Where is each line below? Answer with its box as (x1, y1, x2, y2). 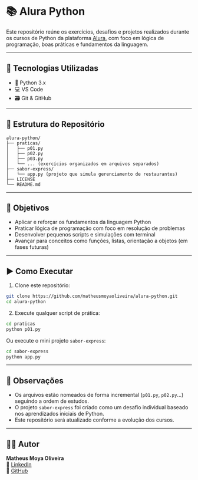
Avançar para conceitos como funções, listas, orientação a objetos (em (14, 237, 188, 245)
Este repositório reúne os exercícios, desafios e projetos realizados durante (6, 28, 190, 35)
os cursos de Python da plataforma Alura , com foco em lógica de (6, 34, 164, 41)
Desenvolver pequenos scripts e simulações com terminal (14, 231, 156, 238)
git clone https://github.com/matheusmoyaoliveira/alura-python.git (6, 293, 178, 300)
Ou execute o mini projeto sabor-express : (6, 337, 106, 344)
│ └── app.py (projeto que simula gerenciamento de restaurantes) (6, 171, 178, 177)
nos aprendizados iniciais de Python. (14, 410, 104, 417)
